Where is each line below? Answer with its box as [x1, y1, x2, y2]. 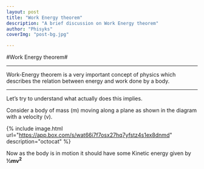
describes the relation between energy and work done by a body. [6, 77, 170, 85]
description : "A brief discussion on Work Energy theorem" [6, 20, 159, 26]
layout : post [6, 9, 39, 15]
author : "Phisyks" [6, 26, 53, 32]
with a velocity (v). [6, 113, 53, 120]
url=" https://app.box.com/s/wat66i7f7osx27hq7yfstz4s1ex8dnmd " [6, 131, 172, 139]
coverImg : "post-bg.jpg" [6, 32, 69, 38]
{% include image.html [6, 125, 63, 133]
